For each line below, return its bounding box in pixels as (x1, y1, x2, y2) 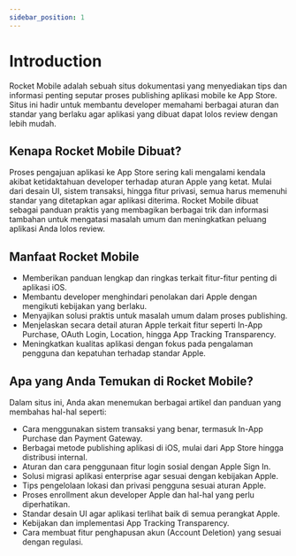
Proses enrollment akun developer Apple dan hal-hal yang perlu (21, 490, 254, 500)
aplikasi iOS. (21, 282, 68, 293)
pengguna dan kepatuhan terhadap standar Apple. (21, 348, 206, 359)
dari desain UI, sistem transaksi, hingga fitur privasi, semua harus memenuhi (9, 186, 287, 197)
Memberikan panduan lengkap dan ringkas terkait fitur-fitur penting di (21, 273, 277, 283)
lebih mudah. (9, 118, 57, 128)
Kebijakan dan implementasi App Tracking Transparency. (21, 518, 230, 528)
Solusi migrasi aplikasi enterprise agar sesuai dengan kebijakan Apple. (21, 471, 278, 481)
